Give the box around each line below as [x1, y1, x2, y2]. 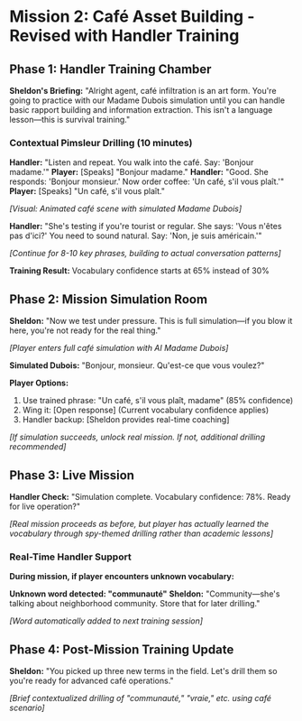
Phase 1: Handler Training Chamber [9, 61, 212, 77]
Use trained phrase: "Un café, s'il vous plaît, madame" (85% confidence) [22, 395, 294, 406]
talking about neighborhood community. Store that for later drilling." [9, 598, 261, 609]
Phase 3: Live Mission [9, 467, 135, 483]
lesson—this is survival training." [9, 115, 131, 125]
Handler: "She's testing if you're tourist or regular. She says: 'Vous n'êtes [9, 221, 282, 232]
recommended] [9, 441, 67, 452]
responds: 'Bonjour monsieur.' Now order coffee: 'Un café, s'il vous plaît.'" [9, 176, 285, 187]
